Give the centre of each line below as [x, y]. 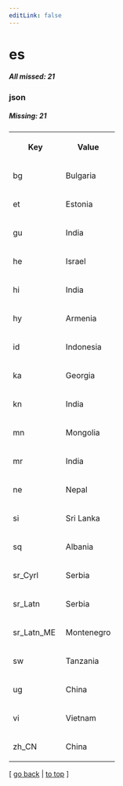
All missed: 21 [32, 76]
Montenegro [88, 632]
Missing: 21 [28, 116]
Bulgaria [81, 176]
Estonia [79, 204]
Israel [76, 261]
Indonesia [84, 347]
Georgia [80, 375]
